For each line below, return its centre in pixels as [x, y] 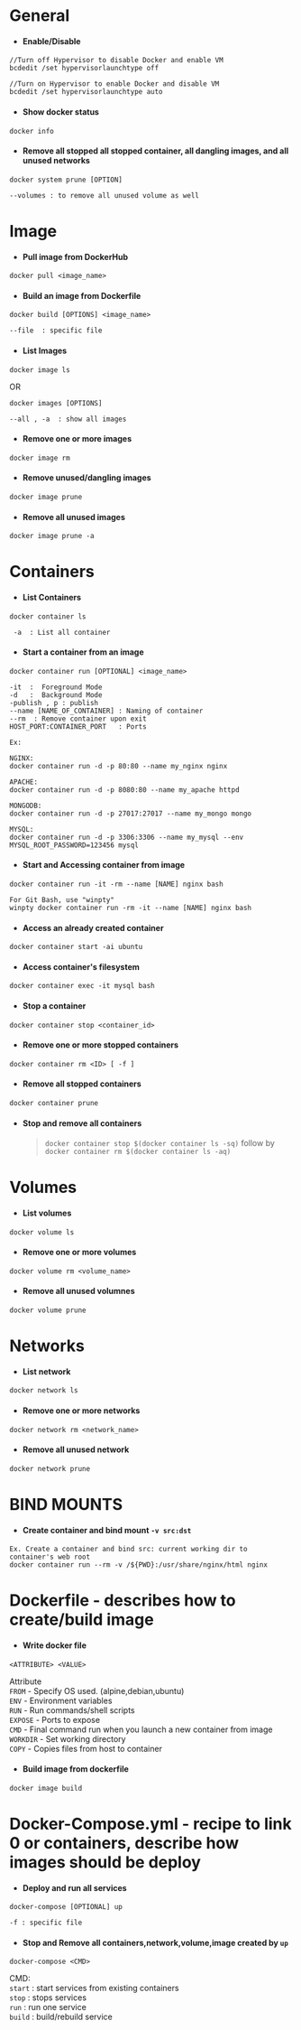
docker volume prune [48, 1310]
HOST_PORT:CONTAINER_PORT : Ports [78, 726]
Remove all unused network [76, 1449]
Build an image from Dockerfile [82, 295]
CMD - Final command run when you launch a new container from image [141, 1729]
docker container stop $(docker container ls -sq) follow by [160, 1143]
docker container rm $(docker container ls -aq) [138, 1152]
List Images [45, 350]
